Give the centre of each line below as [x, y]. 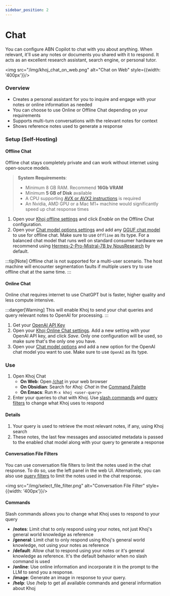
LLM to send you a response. [43, 572]
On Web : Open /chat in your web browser [64, 382]
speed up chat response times [57, 209]
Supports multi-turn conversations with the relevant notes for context [85, 121]
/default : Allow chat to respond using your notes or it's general [78, 551]
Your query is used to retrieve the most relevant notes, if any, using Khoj [88, 426]
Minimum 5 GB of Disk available [59, 193]
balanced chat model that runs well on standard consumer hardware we [88, 240]
